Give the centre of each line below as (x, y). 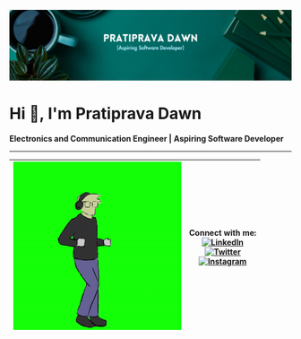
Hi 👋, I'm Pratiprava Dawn (105, 114)
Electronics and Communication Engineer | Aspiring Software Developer (146, 138)
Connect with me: (223, 232)
